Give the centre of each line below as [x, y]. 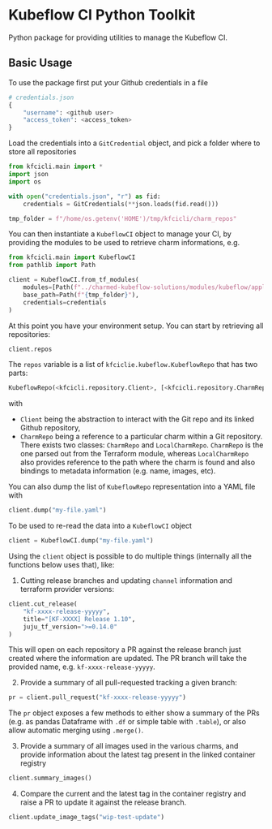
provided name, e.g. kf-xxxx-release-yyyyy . [82, 667]
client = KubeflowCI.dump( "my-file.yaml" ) [81, 541]
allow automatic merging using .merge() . [76, 730]
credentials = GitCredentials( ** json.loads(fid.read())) [121, 204]
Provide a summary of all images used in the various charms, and [129, 746]
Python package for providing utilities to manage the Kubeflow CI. [118, 37]
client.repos [30, 349]
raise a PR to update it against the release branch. [103, 802]
